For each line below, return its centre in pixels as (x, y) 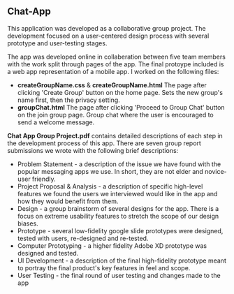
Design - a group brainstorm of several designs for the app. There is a (118, 208)
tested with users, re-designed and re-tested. (83, 238)
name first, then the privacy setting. (68, 100)
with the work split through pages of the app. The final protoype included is (116, 64)
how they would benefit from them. (68, 201)
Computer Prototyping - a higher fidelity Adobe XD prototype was (112, 245)
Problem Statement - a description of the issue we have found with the (119, 164)
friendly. (44, 179)
